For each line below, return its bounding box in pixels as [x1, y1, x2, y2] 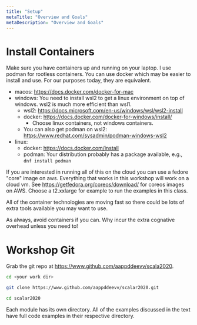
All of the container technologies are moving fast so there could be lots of [6, 198, 185, 206]
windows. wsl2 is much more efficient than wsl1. [14, 101, 132, 108]
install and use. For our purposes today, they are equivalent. [6, 77, 152, 84]
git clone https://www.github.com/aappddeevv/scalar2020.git [6, 285, 159, 291]
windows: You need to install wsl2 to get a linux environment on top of [14, 95, 185, 102]
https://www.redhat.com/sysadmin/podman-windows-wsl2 [23, 132, 168, 139]
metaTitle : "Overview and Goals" [6, 14, 88, 20]
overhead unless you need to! [6, 223, 78, 230]
